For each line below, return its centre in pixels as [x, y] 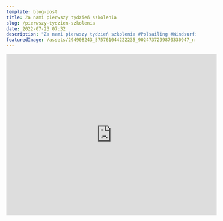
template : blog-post [32, 12]
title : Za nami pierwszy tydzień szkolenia [62, 17]
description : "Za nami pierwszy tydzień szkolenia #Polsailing [87, 34]
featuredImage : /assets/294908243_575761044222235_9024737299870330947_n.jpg [106, 40]
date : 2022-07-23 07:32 [36, 29]
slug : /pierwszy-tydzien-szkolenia [51, 23]
